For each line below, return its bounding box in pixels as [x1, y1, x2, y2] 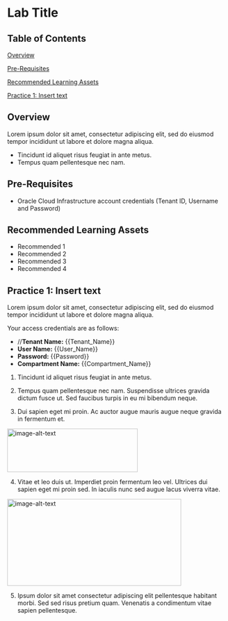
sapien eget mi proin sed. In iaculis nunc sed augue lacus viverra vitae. [17, 485, 221, 494]
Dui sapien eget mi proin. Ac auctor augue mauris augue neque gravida [17, 408, 222, 416]
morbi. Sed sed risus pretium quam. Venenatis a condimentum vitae [17, 599, 212, 607]
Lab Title [7, 5, 59, 21]
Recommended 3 [17, 257, 67, 265]
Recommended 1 [17, 242, 66, 251]
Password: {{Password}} [17, 352, 90, 361]
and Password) [17, 204, 61, 213]
